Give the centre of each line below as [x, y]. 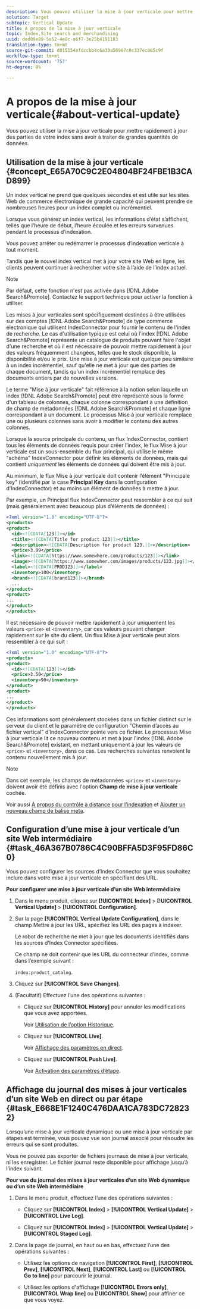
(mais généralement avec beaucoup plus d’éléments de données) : [88, 506]
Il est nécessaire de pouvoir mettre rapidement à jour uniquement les [91, 622]
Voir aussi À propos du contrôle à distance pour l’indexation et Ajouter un [96, 804]
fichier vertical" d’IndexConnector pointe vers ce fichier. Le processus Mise [99, 732]
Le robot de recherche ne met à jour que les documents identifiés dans [102, 937]
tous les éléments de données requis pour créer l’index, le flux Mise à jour [97, 445]
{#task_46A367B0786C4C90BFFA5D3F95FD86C [100, 848]
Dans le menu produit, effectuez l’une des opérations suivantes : [94, 1198]
